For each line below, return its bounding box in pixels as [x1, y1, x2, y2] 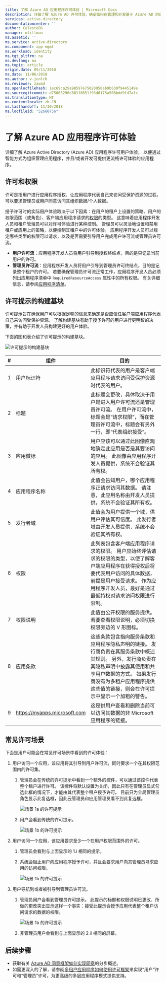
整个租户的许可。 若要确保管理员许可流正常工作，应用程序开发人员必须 [16, 269, 161, 275]
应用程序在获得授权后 [100, 562, 150, 569]
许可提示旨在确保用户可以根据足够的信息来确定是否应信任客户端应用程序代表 [5, 311, 161, 317]
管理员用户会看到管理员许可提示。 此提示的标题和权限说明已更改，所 [19, 897, 160, 903]
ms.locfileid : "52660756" [5, 109, 58, 114]
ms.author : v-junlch [5, 76, 48, 81]
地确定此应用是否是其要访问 [90, 445, 155, 452]
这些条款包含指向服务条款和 [90, 633, 155, 640]
